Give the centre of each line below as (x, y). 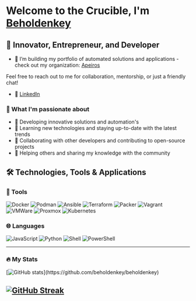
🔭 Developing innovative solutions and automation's (76, 122)
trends (22, 134)
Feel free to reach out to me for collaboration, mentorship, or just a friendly (96, 76)
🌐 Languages (25, 225)
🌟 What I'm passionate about (48, 109)
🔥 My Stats (22, 259)
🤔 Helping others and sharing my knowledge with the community (92, 153)
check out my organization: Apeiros (57, 65)
